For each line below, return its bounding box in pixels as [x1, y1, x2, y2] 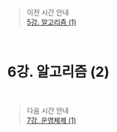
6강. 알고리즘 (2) [7, 63, 110, 81]
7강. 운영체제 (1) [26, 115, 76, 125]
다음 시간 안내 [26, 105, 69, 115]
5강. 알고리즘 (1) [26, 17, 77, 27]
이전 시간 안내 [26, 8, 69, 16]
